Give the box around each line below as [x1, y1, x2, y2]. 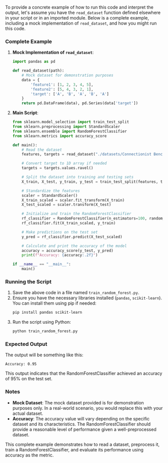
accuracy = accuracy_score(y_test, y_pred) [21, 248, 113, 253]
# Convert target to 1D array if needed [21, 161, 107, 166]
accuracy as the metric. [5, 452, 54, 458]
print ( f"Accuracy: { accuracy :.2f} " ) [21, 253, 98, 258]
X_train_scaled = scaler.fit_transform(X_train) [21, 197, 125, 202]
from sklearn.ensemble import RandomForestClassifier [12, 129, 127, 134]
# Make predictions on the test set [21, 229, 98, 235]
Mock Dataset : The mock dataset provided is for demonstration [12, 399, 144, 405]
